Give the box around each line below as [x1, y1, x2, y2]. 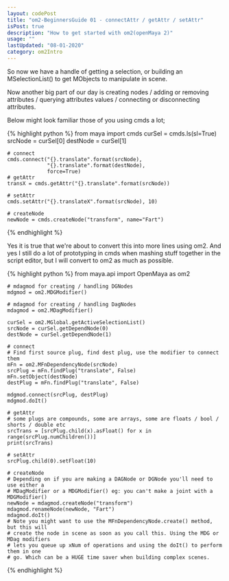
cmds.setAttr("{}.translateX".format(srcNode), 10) [7, 198, 158, 205]
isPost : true [7, 23, 45, 30]
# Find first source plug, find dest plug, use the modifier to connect [7, 349, 219, 356]
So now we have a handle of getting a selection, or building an [7, 67, 183, 76]
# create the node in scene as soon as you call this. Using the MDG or [7, 529, 219, 537]
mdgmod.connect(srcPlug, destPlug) [7, 391, 109, 398]
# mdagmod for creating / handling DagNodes [7, 301, 136, 308]
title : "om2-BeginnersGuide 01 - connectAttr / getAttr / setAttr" [7, 17, 204, 23]
